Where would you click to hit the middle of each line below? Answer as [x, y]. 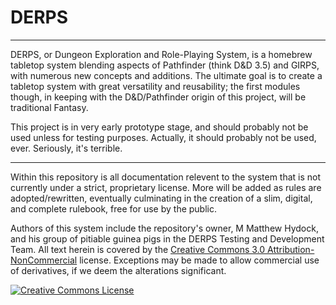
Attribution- [291, 249]
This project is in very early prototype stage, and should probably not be [159, 127]
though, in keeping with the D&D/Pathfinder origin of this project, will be [158, 97]
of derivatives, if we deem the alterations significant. [118, 270]
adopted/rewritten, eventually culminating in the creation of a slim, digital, [161, 198]
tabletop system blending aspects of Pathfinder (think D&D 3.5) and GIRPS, [165, 65]
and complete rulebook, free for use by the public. [114, 208]
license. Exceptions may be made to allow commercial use [199, 260]
